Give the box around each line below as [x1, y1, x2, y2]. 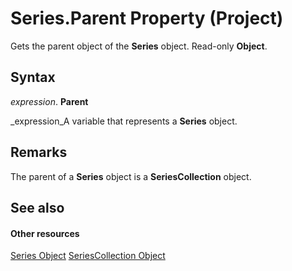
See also [10, 199, 65, 216]
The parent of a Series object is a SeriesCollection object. [10, 170, 252, 182]
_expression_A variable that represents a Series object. [10, 115, 238, 127]
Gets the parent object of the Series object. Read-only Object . [10, 40, 268, 52]
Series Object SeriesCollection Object [10, 250, 166, 262]
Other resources [10, 227, 80, 239]
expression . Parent [10, 95, 89, 107]
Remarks [10, 144, 68, 161]
